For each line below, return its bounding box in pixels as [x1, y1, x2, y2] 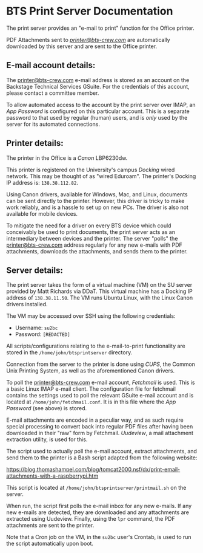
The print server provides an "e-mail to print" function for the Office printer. [6, 24, 195, 32]
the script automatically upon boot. [6, 540, 94, 548]
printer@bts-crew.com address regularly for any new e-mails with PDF [6, 241, 183, 249]
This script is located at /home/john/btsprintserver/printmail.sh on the [6, 484, 187, 492]
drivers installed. [6, 301, 48, 308]
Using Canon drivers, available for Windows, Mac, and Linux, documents [6, 190, 188, 198]
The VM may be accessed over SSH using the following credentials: [6, 312, 176, 320]
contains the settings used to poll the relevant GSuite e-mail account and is [6, 392, 194, 399]
